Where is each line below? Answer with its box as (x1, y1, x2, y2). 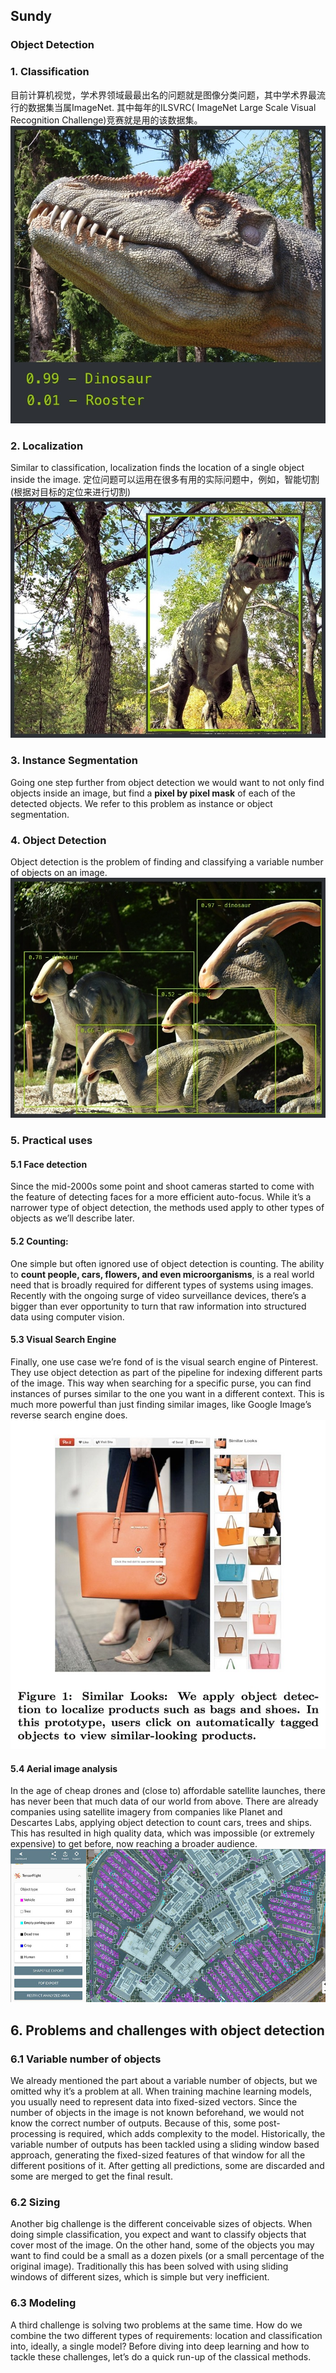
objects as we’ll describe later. (10, 1212, 135, 1224)
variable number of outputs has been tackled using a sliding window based (10, 2139, 320, 2151)
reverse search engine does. (10, 1409, 128, 1421)
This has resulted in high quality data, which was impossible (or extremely (10, 1827, 315, 1839)
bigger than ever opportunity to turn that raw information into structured (10, 1300, 307, 1312)
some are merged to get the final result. (10, 2170, 173, 2183)
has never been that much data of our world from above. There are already (10, 1795, 319, 1808)
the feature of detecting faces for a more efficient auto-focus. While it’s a (10, 1191, 312, 1203)
